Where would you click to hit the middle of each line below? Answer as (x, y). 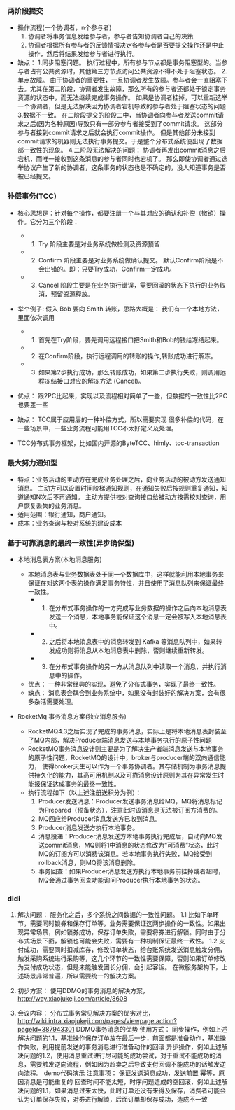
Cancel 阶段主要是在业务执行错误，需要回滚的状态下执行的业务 (129, 285)
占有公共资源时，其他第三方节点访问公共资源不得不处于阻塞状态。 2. (128, 71)
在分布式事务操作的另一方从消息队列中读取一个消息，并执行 (135, 667)
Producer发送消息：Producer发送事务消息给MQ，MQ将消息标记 (130, 801)
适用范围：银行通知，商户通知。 (63, 514)
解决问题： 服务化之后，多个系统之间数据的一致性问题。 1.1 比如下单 (115, 915)
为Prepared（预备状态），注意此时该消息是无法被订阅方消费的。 (130, 810)
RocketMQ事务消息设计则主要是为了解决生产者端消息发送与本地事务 (126, 749)
